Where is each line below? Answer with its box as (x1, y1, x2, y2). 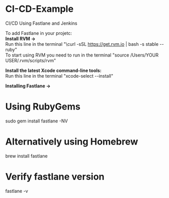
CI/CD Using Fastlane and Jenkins (5, 20, 78, 26)
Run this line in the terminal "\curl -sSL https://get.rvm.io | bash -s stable (5, 41, 159, 47)
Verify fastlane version (5, 171, 105, 183)
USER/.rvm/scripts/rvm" (5, 57, 56, 63)
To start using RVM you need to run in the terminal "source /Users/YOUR (5, 52, 159, 58)
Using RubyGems (5, 101, 81, 113)
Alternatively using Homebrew (5, 136, 138, 148)
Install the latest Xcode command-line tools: (5, 67, 102, 74)
